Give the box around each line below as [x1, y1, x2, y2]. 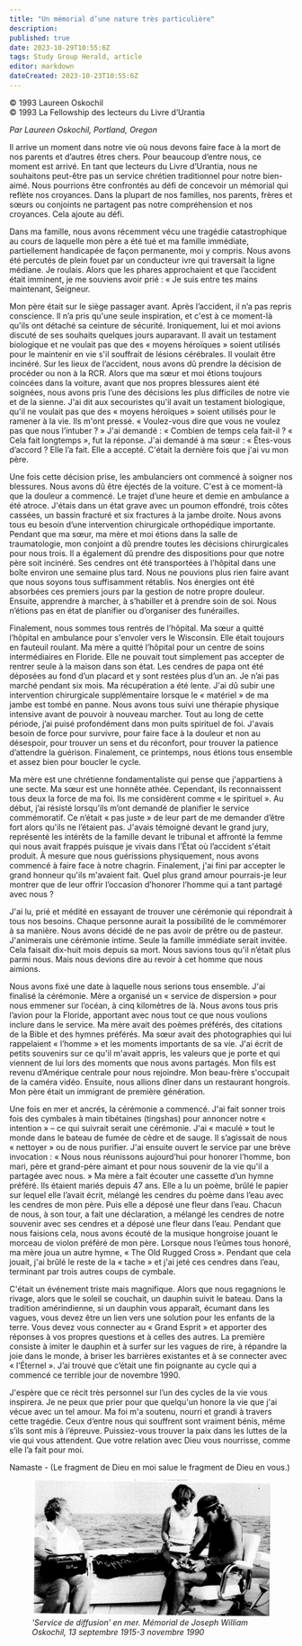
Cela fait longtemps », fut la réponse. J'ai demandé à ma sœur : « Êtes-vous [9, 435, 292, 445]
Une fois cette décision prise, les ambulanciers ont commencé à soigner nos [9, 471, 293, 481]
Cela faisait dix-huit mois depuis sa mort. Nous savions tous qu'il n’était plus [9, 944, 291, 955]
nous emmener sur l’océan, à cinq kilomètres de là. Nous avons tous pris [9, 1000, 279, 1011]
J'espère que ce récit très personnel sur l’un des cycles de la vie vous [9, 1387, 268, 1398]
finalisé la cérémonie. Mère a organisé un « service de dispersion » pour [9, 990, 277, 1001]
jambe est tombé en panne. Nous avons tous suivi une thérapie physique [9, 698, 280, 710]
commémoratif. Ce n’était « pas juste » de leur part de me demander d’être [9, 812, 286, 823]
